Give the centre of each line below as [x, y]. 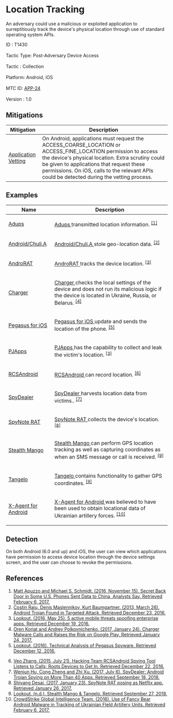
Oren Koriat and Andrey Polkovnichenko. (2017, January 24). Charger [86, 629]
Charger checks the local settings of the [102, 282]
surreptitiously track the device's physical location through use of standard [85, 29]
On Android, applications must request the [93, 138]
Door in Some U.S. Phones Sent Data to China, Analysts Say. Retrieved [88, 596]
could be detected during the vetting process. [97, 177]
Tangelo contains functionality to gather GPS [108, 476]
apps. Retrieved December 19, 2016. [51, 623]
